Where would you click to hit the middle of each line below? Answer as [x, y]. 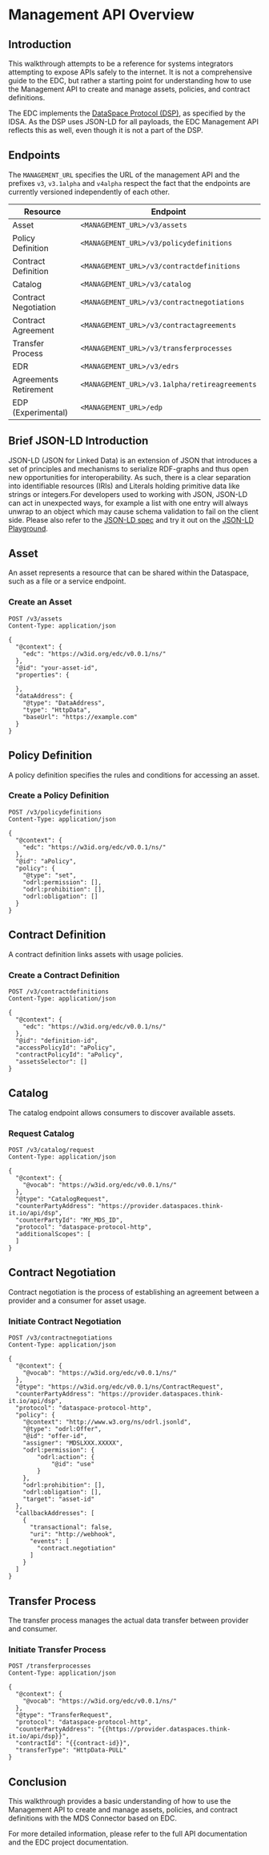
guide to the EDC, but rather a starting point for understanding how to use [130, 81]
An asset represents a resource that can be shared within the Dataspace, [129, 573]
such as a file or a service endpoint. [67, 581]
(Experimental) [40, 412]
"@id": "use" [72, 1465]
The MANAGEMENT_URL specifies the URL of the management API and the [124, 175]
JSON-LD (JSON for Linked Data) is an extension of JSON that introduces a [133, 460]
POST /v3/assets [35, 619]
